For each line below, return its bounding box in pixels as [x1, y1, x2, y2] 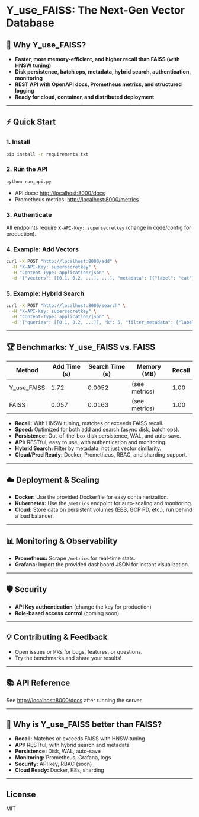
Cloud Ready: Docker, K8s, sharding [14, 767, 105, 774]
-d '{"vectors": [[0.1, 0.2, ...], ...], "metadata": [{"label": [11, 275, 176, 281]
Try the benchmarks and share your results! [14, 654, 122, 661]
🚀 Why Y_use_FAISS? [6, 40, 86, 50]
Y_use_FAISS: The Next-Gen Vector [6, 4, 185, 17]
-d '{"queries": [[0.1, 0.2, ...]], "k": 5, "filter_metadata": [11, 319, 174, 325]
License [6, 789, 36, 799]
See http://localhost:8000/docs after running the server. [6, 696, 143, 704]
